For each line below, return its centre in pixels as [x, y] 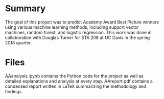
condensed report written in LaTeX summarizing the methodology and [76, 86]
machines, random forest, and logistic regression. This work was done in [78, 32]
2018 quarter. [18, 42]
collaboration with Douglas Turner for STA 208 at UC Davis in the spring [78, 38]
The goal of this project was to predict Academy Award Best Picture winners [82, 22]
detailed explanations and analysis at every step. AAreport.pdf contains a [79, 81]
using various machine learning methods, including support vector [72, 27]
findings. [14, 91]
